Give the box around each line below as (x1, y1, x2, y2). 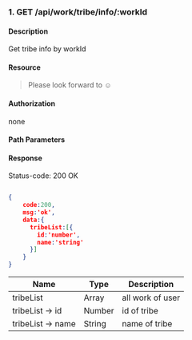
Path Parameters (8, 135, 66, 144)
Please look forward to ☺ (27, 80, 112, 90)
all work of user (122, 292, 181, 303)
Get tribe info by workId (8, 44, 86, 54)
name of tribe (122, 318, 173, 330)
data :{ (22, 216, 45, 224)
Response (8, 153, 42, 163)
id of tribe (122, 306, 158, 317)
